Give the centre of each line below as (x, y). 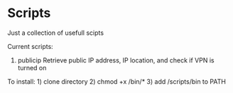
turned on (32, 67)
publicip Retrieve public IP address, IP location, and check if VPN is (116, 60)
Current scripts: (30, 46)
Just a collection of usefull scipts (56, 33)
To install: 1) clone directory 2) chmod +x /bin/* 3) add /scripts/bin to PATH (116, 81)
